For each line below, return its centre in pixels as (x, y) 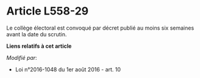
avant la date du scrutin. (37, 34)
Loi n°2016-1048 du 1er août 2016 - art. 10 (68, 69)
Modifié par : (22, 57)
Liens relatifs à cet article (39, 46)
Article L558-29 (48, 11)
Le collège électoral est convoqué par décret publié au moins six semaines (100, 28)
